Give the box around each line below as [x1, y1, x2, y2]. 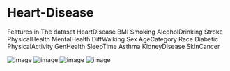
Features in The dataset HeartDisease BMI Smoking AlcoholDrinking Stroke [7, 28, 223, 36]
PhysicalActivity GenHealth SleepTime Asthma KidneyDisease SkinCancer [7, 42, 220, 50]
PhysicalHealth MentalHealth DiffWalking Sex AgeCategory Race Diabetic [7, 34, 219, 43]
